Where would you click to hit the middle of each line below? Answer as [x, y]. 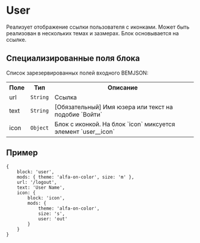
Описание [123, 87]
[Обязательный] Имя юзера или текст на [114, 107]
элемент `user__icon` [85, 131]
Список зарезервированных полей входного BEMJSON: [77, 73]
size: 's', [51, 213]
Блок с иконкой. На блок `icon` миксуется [115, 124]
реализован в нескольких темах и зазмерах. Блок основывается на [93, 33]
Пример [22, 153]
